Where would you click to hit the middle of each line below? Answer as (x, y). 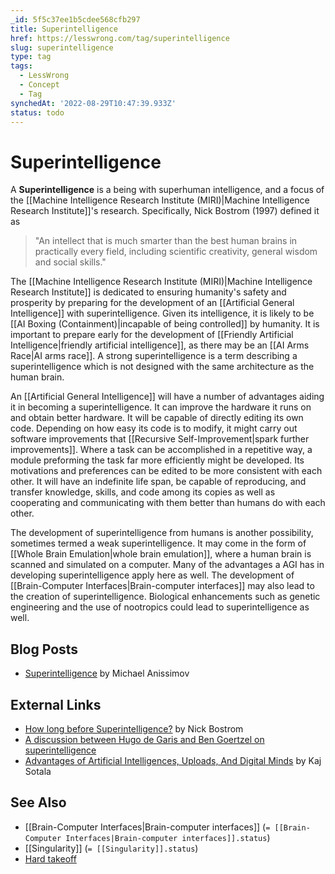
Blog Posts (44, 649)
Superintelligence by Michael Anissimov (107, 673)
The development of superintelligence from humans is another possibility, (162, 533)
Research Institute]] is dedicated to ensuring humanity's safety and (148, 292)
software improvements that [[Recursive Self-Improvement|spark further (160, 439)
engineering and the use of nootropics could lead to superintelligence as (160, 607)
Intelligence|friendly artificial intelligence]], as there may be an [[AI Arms (160, 345)
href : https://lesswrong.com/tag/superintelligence (120, 38)
